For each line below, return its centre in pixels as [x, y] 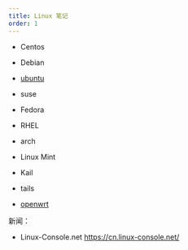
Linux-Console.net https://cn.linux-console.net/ [100, 237]
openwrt [34, 204]
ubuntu [32, 78]
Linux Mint [38, 157]
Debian [32, 62]
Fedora [32, 110]
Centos [32, 46]
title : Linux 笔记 [38, 16]
